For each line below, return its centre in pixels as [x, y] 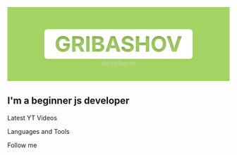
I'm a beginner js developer [68, 101]
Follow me [22, 145]
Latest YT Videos [32, 118]
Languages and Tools [39, 131]
